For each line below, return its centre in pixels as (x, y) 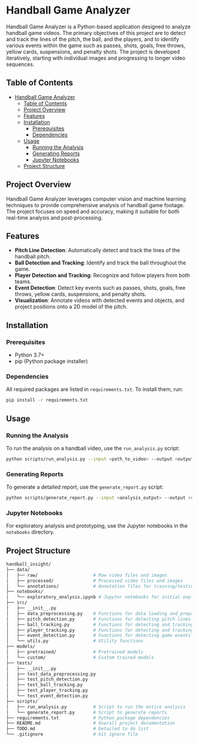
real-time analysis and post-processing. (55, 217)
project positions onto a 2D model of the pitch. (71, 307)
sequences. (20, 64)
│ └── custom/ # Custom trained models (80, 657)
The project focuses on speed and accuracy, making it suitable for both (93, 211)
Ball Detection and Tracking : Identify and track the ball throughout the (100, 263)
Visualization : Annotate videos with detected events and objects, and (99, 300)
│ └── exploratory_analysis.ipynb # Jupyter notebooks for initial (93, 597)
